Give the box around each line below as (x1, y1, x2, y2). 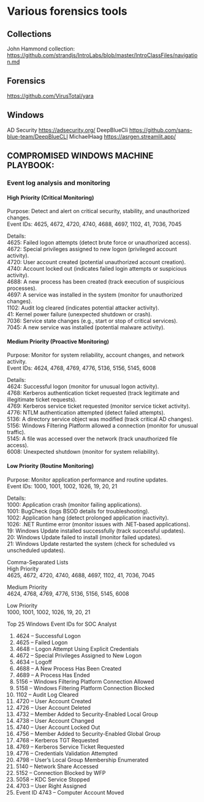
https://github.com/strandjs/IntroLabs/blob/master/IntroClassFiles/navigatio (7, 52, 198, 59)
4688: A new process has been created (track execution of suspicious (7, 278, 184, 286)
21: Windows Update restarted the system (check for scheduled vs (7, 540, 175, 547)
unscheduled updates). (7, 547, 66, 554)
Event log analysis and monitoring (7, 178, 111, 187)
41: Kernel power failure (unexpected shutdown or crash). (7, 311, 153, 318)
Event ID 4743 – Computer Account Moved (15, 788, 124, 796)
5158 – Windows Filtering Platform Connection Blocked (15, 684, 155, 691)
